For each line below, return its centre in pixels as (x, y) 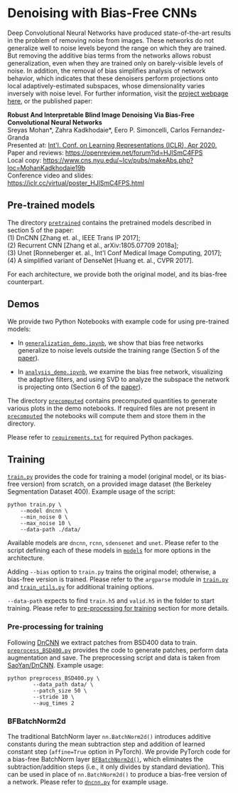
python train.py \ (34, 505)
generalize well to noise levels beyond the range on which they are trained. (117, 48)
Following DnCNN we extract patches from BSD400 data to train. (102, 642)
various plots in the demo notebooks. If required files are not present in (111, 408)
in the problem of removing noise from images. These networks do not (111, 40)
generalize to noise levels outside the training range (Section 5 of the (119, 350)
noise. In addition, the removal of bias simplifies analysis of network (107, 71)
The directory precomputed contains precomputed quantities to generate (113, 400)
